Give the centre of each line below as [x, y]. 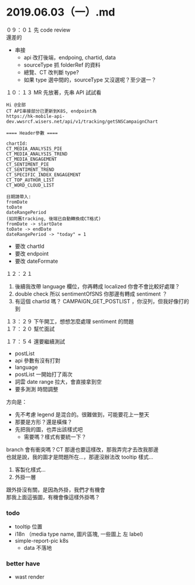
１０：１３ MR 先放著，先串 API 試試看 [54, 92]
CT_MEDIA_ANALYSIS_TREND [37, 154]
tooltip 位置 [29, 527]
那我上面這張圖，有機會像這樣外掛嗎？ [53, 497]
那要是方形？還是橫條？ [43, 422]
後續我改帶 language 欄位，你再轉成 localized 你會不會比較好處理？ [97, 286]
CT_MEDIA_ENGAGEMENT [32, 159]
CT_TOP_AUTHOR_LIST [30, 180]
